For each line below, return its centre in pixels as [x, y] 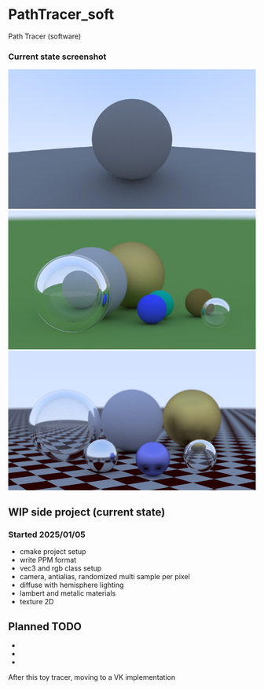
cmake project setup [53, 552]
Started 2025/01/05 [47, 534]
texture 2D [37, 602]
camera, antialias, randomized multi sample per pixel [104, 577]
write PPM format [48, 560]
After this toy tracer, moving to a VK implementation [92, 677]
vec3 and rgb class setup [60, 568]
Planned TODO [45, 626]
